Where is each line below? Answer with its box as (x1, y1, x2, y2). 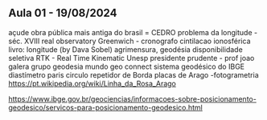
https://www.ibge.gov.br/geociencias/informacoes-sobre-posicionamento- (8, 94, 257, 103)
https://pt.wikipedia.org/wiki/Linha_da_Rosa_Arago (8, 78, 177, 88)
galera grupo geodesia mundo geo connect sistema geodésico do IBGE (8, 62, 245, 71)
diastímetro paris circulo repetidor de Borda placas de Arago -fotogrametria (8, 70, 259, 79)
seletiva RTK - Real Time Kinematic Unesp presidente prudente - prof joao (8, 53, 255, 62)
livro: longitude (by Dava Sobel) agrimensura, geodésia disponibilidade (8, 44, 243, 54)
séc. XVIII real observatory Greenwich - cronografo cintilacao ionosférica (8, 36, 251, 46)
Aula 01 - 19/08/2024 (8, 6, 117, 20)
